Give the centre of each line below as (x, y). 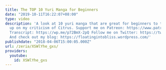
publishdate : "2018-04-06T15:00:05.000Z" (48, 42)
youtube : (19, 55)
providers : (16, 51)
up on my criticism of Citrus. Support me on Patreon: (67, 28)
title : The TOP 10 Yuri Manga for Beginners (52, 10)
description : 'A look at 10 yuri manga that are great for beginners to (82, 23)
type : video (17, 19)
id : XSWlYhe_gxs (31, 60)
